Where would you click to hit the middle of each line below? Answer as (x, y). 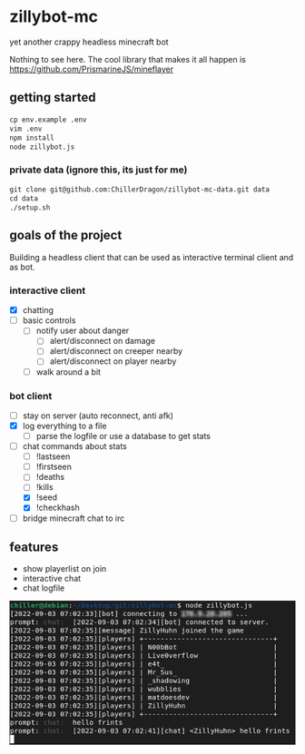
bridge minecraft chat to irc (74, 518)
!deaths (50, 477)
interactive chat (52, 579)
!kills (44, 487)
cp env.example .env (49, 120)
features (34, 547)
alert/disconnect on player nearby (113, 361)
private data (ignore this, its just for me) (98, 170)
